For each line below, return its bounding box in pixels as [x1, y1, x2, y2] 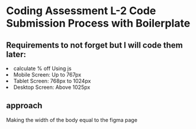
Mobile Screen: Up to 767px [14, 71, 82, 78]
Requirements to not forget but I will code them [6, 40, 184, 50]
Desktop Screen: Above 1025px [14, 84, 91, 91]
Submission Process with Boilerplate [6, 16, 191, 30]
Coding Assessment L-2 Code [6, 4, 156, 18]
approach [6, 101, 43, 111]
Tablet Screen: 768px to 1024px [14, 78, 91, 84]
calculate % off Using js [14, 65, 72, 72]
